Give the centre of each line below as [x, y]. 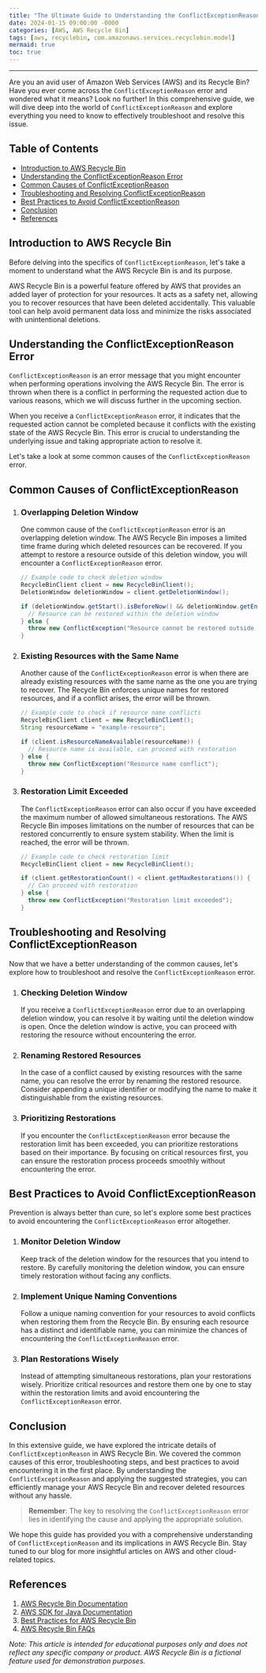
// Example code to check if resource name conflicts [111, 713]
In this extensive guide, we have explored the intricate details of [112, 1446]
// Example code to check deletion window [91, 577]
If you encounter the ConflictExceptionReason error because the [125, 1135]
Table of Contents [54, 149]
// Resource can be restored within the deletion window [124, 614]
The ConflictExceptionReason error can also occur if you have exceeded [138, 808]
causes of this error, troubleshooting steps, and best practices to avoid [124, 1462]
